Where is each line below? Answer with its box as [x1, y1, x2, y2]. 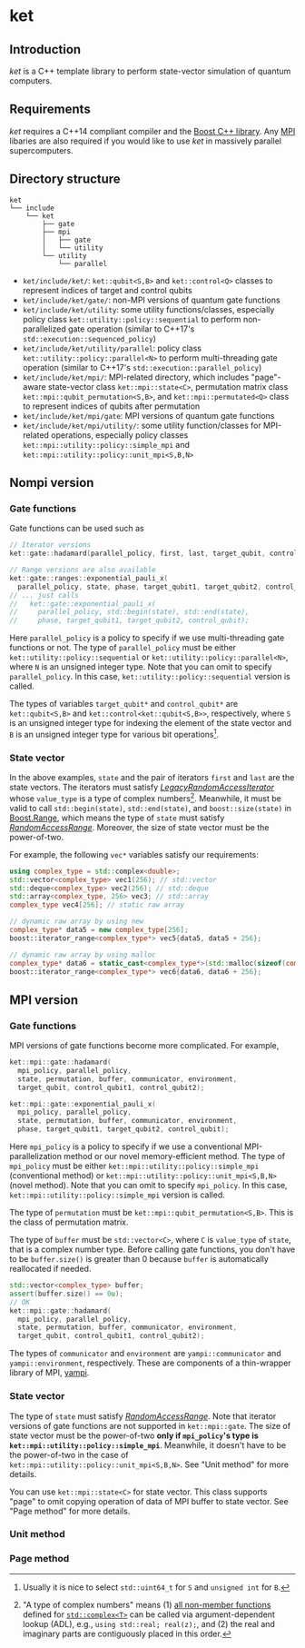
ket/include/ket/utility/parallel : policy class [22, 343, 202, 353]
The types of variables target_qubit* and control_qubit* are [9, 699, 239, 710]
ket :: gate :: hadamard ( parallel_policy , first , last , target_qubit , [9, 549, 266, 559]
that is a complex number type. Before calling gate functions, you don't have [9, 1244, 296, 1255]
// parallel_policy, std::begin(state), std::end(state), [9, 608, 250, 617]
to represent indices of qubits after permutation [22, 401, 201, 412]
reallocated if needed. [9, 1264, 92, 1275]
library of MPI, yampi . [9, 1367, 90, 1378]
